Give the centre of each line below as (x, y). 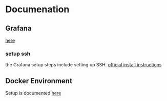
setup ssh (18, 54)
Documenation (37, 9)
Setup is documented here (33, 93)
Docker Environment (39, 81)
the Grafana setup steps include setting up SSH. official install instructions (83, 65)
